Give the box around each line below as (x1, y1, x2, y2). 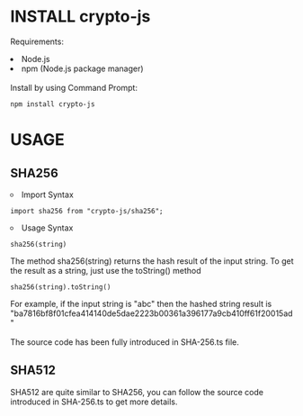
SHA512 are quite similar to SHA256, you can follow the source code (10, 386, 264, 397)
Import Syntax (22, 189, 75, 200)
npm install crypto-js (10, 99, 95, 109)
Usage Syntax (22, 222, 74, 233)
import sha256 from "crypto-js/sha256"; (10, 206, 165, 215)
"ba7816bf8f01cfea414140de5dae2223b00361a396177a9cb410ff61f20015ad (10, 308, 293, 319)
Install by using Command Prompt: (10, 82, 138, 93)
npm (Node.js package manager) (22, 63, 144, 74)
